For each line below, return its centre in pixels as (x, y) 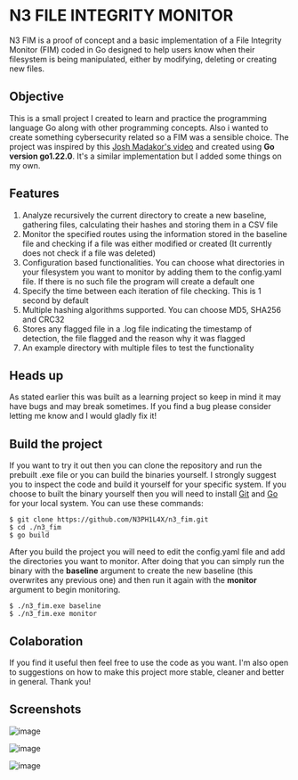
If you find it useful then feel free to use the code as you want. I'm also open (149, 662)
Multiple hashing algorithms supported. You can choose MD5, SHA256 (152, 309)
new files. (27, 69)
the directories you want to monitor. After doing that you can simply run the (147, 562)
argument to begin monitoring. (65, 590)
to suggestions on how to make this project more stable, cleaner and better (147, 672)
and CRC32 (43, 319)
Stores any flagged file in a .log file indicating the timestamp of (137, 328)
